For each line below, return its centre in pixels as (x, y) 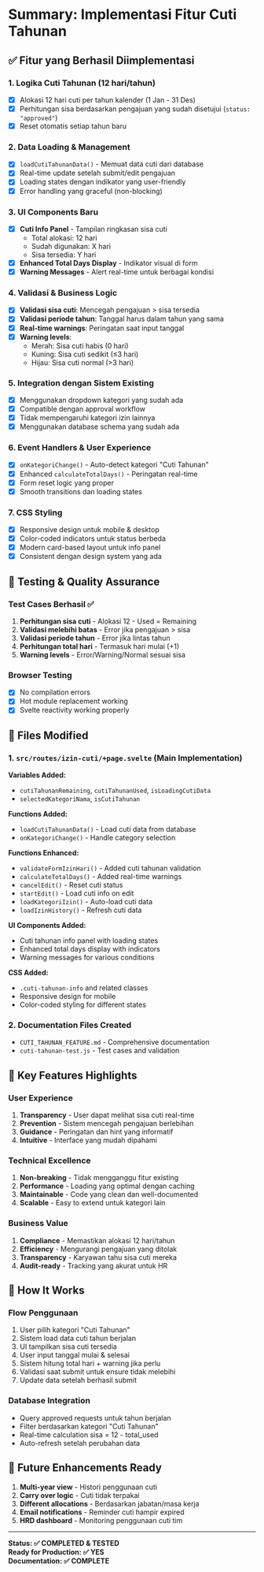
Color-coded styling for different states (83, 1005)
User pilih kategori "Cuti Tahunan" (75, 1330)
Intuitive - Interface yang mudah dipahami (88, 1140)
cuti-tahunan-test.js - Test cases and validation (99, 1051)
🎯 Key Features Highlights (73, 1075)
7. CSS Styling (35, 512)
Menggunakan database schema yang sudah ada (99, 427)
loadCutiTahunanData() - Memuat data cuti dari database (112, 164)
